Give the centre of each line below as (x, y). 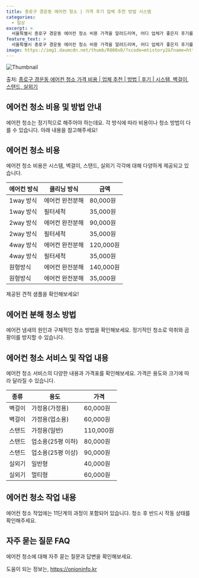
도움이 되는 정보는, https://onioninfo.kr (52, 569)
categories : (21, 17)
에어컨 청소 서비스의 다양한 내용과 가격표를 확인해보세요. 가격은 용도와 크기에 (95, 373)
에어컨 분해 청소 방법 (41, 314)
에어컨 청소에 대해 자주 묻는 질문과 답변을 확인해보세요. (69, 556)
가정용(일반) (48, 430)
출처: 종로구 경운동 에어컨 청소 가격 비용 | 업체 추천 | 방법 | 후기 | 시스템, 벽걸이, (98, 79)
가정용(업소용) (50, 419)
